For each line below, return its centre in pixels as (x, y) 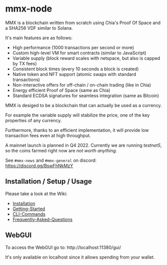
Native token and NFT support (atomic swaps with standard (74, 74)
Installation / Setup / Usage (49, 182)
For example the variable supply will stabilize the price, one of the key (77, 115)
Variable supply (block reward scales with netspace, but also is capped (86, 58)
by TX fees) (25, 63)
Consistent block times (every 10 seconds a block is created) (76, 69)
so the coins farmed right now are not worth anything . (61, 150)
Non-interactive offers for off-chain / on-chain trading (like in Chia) (82, 85)
